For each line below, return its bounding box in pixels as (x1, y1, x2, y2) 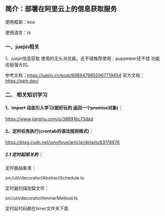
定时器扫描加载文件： (5, 185, 49, 191)
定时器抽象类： (5, 165, 36, 171)
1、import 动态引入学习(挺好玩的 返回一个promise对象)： (5, 104, 123, 111)
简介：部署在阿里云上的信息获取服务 (5, 4, 117, 13)
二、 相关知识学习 (5, 91, 47, 98)
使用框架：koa (5, 19, 35, 25)
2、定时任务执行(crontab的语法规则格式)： (5, 128, 94, 134)
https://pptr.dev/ (5, 78, 39, 84)
